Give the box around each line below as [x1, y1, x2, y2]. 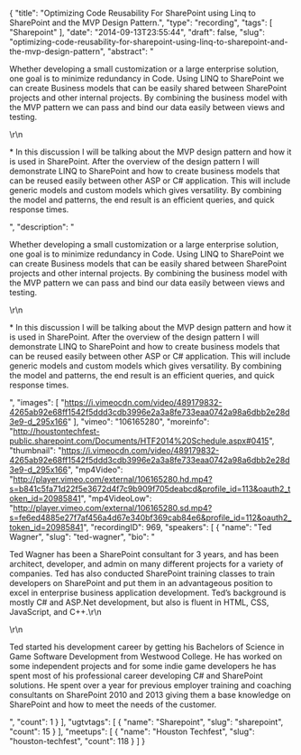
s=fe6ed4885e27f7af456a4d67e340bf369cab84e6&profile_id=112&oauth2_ [9, 512, 292, 523]
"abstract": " [107, 46, 154, 57]
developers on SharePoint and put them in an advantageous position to [9, 578, 273, 588]
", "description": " [9, 221, 75, 232]
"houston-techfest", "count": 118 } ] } [9, 736, 146, 746]
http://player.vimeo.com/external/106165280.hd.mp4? [13, 474, 214, 484]
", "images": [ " [9, 397, 65, 407]
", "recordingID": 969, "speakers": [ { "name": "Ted [82, 522, 272, 532]
